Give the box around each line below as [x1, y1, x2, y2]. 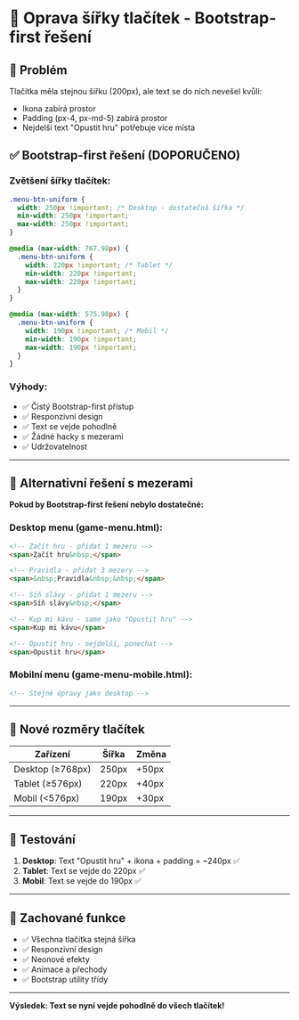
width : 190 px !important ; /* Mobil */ [25, 326, 169, 335]
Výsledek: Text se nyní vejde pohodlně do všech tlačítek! [9, 1000, 225, 1011]
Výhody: [9, 380, 48, 393]
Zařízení [34, 748, 71, 761]
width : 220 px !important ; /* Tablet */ [25, 260, 174, 270]
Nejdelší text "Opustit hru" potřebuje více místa [21, 122, 196, 133]
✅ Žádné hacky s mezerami [21, 431, 124, 442]
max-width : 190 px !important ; [25, 343, 138, 352]
